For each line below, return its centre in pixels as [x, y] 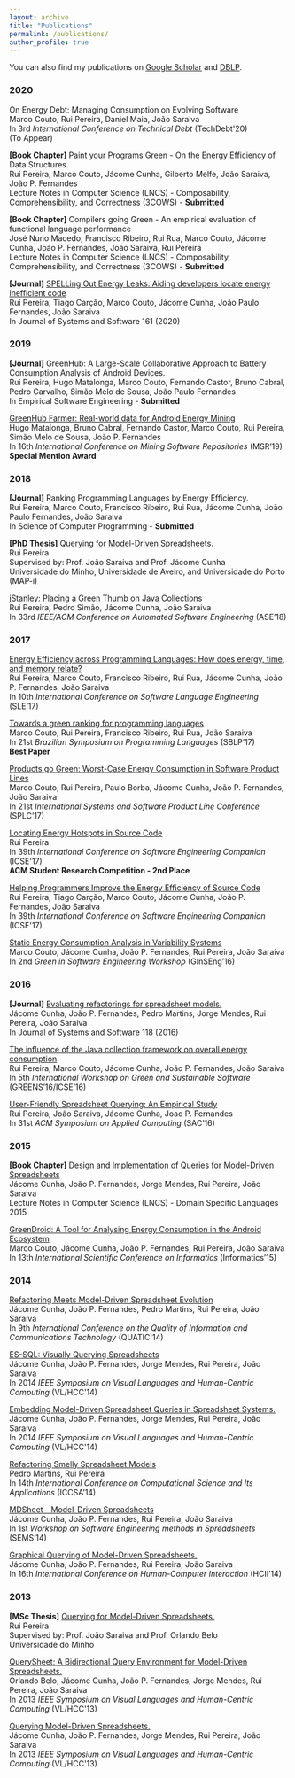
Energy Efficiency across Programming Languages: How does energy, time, [147, 659]
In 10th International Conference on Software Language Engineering [134, 697]
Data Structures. [39, 164]
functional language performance [70, 229]
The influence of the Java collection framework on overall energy [128, 1049]
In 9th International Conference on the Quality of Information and [128, 1328]
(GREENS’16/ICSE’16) [48, 1087]
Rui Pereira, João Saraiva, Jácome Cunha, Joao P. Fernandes [121, 1114]
